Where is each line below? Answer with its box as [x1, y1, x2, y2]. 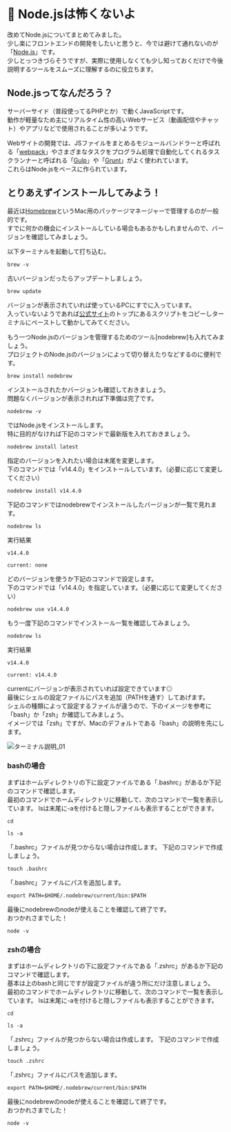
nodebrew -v [7, 408, 41, 415]
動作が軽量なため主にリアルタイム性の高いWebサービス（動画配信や [7, 115, 201, 124]
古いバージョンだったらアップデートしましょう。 [7, 274, 146, 282]
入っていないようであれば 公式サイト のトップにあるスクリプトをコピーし [7, 309, 212, 318]
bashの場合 [7, 761, 46, 771]
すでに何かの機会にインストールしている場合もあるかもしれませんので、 [7, 224, 212, 232]
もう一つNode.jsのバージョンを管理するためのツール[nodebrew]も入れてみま [7, 332, 225, 341]
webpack [19, 147, 46, 155]
